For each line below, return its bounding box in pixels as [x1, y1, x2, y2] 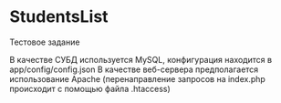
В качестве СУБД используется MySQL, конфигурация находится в [9, 54, 272, 65]
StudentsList [9, 6, 109, 27]
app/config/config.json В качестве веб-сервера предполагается [9, 64, 259, 75]
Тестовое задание [9, 36, 80, 47]
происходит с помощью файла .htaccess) [9, 83, 171, 94]
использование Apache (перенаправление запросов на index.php [9, 73, 266, 84]
